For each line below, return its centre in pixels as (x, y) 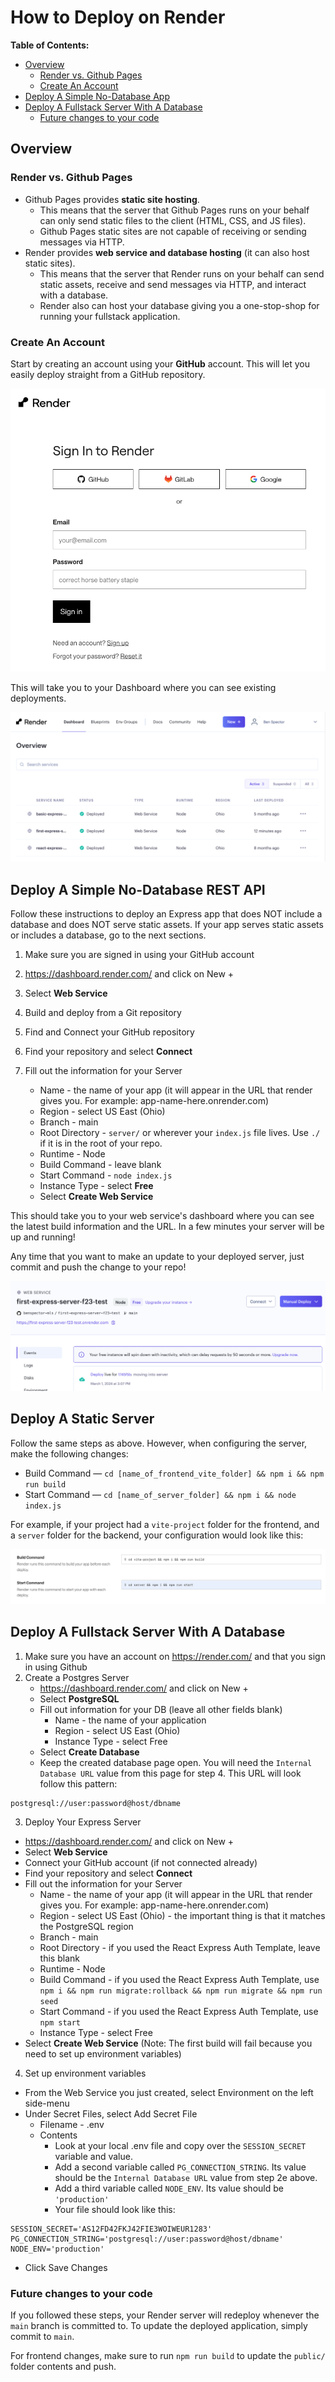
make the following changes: (69, 1453)
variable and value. (93, 2156)
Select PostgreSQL (79, 1698)
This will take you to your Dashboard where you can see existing (143, 688)
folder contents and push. (63, 2366)
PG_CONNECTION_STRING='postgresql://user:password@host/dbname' (147, 2239)
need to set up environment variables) (103, 2053)
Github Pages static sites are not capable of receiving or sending (173, 231)
